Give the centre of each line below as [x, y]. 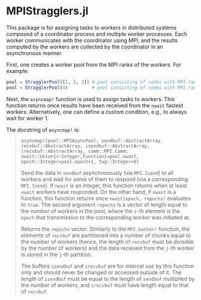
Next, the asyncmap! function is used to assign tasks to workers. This [91, 99]
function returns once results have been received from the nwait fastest [95, 105]
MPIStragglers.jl [47, 11]
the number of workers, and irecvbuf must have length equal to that [105, 285]
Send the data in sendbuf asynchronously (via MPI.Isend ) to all [97, 172]
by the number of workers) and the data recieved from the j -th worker [107, 248]
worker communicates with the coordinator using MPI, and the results [92, 40]
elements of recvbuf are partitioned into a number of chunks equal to [106, 235]
